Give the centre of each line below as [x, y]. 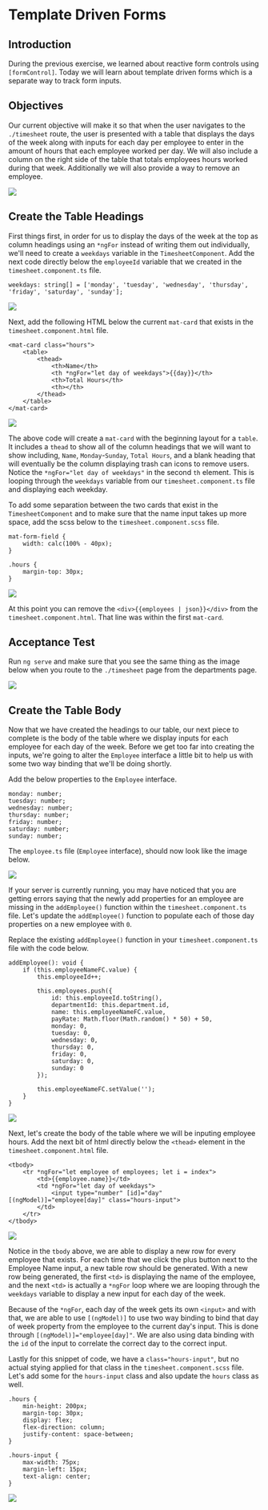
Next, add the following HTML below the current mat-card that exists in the [131, 322]
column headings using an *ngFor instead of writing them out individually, [129, 244]
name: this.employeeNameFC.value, [108, 1013]
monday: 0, [69, 1026]
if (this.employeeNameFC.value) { [80, 970]
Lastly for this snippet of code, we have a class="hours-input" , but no [124, 1359]
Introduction [40, 45]
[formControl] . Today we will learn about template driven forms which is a [130, 72]
